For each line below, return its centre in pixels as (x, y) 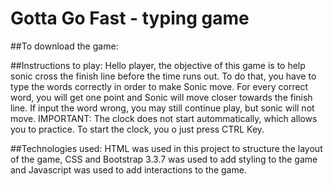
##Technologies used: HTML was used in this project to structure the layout (166, 148)
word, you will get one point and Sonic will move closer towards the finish (161, 97)
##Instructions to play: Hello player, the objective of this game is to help (158, 65)
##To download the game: (64, 46)
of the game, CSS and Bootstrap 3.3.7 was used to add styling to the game (164, 159)
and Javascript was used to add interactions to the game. (128, 169)
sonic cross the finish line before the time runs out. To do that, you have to (163, 76)
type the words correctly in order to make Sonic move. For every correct (159, 86)
